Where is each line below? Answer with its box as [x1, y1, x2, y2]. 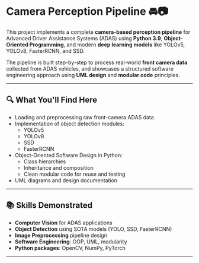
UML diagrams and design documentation [14, 176, 117, 184]
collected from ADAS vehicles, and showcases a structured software [6, 65, 174, 72]
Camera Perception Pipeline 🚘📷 [6, 5, 169, 18]
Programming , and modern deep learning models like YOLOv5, [29, 41, 185, 48]
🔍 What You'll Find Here [6, 95, 98, 105]
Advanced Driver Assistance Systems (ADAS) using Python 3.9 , [6, 34, 163, 42]
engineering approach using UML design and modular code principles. [6, 71, 180, 78]
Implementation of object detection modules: [14, 120, 124, 127]
